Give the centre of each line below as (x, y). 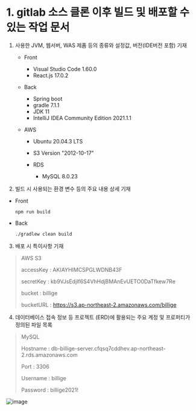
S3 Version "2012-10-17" (64, 153)
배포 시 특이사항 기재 (39, 246)
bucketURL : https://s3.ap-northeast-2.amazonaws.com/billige (99, 304)
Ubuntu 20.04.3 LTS (58, 141)
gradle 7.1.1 (46, 105)
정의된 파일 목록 (33, 325)
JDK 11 (41, 111)
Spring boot (48, 99)
